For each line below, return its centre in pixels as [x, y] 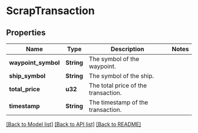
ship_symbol [27, 76]
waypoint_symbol [34, 63]
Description [128, 49]
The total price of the [118, 85]
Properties [26, 33]
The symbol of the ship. [121, 76]
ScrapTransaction [51, 11]
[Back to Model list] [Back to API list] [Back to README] [74, 124]
